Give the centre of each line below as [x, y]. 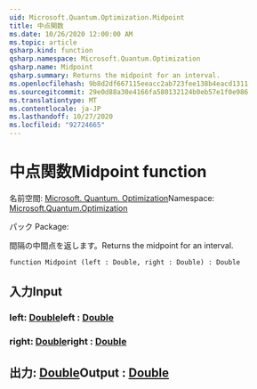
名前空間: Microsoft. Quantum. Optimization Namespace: [112, 198]
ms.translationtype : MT [53, 100]
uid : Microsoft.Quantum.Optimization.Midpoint [97, 17]
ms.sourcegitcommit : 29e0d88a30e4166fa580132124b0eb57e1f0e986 [129, 92]
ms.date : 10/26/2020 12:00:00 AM [71, 34]
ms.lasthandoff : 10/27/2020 [61, 117]
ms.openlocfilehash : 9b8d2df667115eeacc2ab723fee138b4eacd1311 [129, 84]
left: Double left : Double [61, 318]
